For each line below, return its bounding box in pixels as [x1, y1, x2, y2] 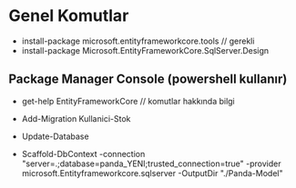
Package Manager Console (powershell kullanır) [8, 72, 288, 87]
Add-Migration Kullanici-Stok [21, 113, 131, 124]
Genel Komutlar [8, 5, 129, 26]
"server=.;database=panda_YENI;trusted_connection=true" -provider [21, 158, 281, 169]
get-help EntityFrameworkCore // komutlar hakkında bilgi [21, 95, 236, 106]
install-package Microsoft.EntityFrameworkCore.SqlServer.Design [21, 45, 270, 55]
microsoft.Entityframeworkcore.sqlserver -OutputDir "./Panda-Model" [21, 167, 283, 178]
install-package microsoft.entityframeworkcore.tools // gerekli [21, 35, 255, 46]
